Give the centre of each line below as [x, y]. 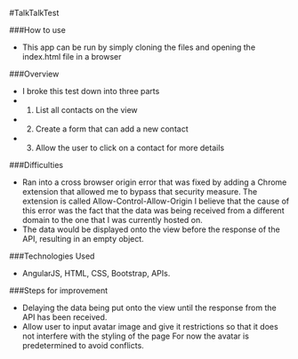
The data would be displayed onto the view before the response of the [151, 229]
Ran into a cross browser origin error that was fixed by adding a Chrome [154, 182]
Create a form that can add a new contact [112, 129]
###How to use [38, 30]
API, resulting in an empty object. [83, 239]
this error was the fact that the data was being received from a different [153, 211]
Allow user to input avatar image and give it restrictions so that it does [150, 327]
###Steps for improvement [59, 291]
